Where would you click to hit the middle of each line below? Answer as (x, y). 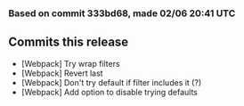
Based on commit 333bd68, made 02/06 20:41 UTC (122, 13)
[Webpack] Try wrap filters (71, 63)
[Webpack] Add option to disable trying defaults (109, 92)
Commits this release (69, 42)
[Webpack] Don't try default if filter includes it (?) (111, 82)
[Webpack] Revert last (62, 73)
